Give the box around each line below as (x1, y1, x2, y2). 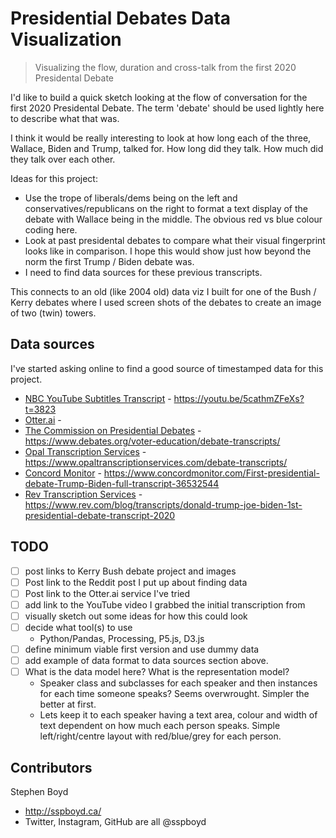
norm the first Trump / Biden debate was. (24, 255, 195, 267)
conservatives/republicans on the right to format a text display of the (24, 202, 308, 214)
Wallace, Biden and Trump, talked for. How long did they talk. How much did (10, 142, 324, 154)
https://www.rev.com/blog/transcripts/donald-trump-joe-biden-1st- (24, 498, 303, 511)
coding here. (24, 223, 78, 236)
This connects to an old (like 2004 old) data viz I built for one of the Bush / (10, 285, 317, 297)
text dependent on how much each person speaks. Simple (39, 720, 281, 732)
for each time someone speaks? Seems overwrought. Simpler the (39, 688, 310, 700)
